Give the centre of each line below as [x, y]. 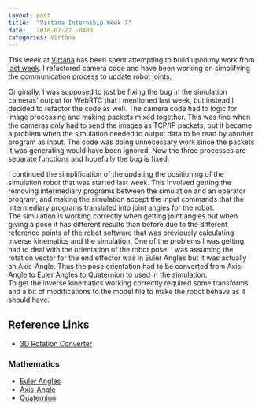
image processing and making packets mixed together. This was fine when [129, 117]
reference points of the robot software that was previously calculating [121, 233]
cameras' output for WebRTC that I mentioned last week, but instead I [121, 100]
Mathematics [34, 363]
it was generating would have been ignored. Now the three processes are [127, 151]
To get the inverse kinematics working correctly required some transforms [129, 283]
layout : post [30, 15]
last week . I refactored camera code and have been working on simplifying [129, 69]
